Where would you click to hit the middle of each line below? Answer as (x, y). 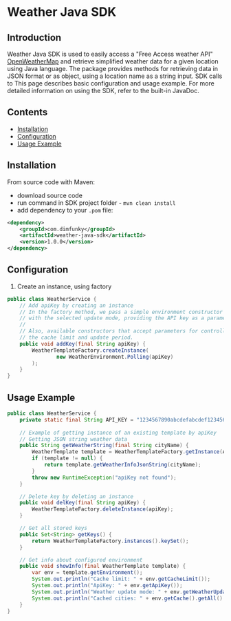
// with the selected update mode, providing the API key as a (112, 318)
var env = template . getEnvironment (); (87, 573)
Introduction (34, 38)
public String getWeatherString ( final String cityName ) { (104, 446)
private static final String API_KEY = (77, 420)
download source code (49, 195)
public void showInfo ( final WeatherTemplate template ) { (103, 566)
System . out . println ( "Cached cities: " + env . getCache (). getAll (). (129, 598)
